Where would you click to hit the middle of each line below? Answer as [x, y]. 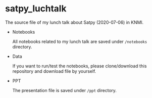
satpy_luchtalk [36, 9]
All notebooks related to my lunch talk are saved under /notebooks [80, 41]
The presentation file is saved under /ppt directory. [64, 90]
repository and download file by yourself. [54, 71]
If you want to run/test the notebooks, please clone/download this [79, 66]
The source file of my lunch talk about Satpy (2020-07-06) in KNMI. [74, 22]
